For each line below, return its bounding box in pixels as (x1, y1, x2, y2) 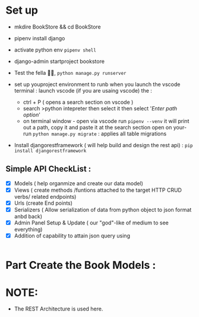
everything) (14, 226, 43, 233)
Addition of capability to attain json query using (14, 232, 130, 239)
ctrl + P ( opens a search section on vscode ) (23, 99, 134, 106)
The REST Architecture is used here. (14, 305, 103, 312)
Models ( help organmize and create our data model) (14, 179, 144, 187)
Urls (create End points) (14, 199, 72, 207)
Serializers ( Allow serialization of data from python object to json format (14, 206, 192, 213)
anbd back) (14, 213, 43, 220)
